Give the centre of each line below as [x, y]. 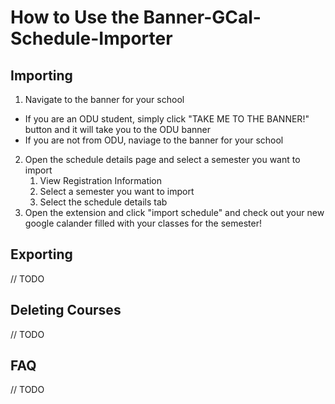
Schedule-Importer [91, 38]
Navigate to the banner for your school [104, 99]
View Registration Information [101, 180]
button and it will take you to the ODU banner [118, 129]
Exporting [41, 254]
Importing [41, 75]
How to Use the [75, 17]
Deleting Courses [66, 310]
